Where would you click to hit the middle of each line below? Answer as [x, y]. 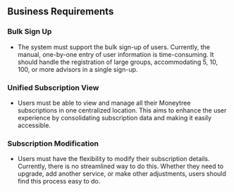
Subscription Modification [53, 143]
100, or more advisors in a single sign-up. [78, 69]
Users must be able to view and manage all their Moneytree [104, 103]
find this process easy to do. [59, 181]
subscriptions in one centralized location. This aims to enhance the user [122, 110]
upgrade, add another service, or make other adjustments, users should [122, 174]
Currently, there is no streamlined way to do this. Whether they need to [121, 166]
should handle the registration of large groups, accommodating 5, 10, [118, 62]
